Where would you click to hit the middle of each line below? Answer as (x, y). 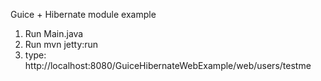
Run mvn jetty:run (61, 44)
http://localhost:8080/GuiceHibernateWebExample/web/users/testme (168, 65)
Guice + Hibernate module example (83, 14)
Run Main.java (54, 33)
